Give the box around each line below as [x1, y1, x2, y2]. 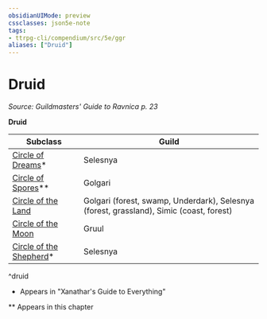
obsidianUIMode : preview [8, 11, 91, 20]
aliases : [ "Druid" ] [8, 41, 73, 49]
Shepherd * [12, 251, 54, 263]
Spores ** [12, 182, 49, 193]
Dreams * [12, 160, 47, 171]
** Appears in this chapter [8, 302, 94, 312]
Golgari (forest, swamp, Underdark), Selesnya [83, 196, 254, 207]
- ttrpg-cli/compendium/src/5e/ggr [8, 33, 126, 42]
